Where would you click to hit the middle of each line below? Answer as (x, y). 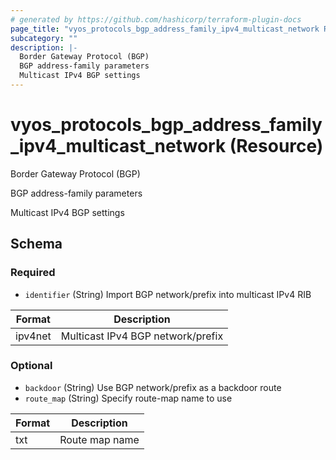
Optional (31, 366)
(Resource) (276, 146)
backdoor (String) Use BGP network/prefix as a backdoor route (153, 387)
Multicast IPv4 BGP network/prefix (142, 336)
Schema (36, 244)
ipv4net (33, 336)
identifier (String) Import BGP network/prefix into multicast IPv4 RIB (168, 294)
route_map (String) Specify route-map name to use (128, 398)
